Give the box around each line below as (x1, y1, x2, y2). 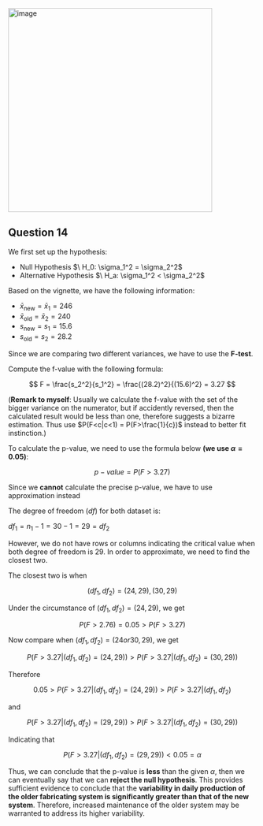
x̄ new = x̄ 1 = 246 (19, 301, 73, 312)
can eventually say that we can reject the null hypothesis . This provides (8, 776, 243, 785)
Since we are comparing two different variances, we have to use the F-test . (8, 349, 254, 358)
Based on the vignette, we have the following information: (8, 285, 195, 295)
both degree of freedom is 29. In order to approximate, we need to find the (8, 547, 250, 556)
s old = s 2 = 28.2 (19, 332, 72, 343)
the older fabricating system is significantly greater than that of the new (8, 792, 250, 802)
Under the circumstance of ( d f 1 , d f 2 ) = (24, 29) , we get (8, 603, 185, 614)
